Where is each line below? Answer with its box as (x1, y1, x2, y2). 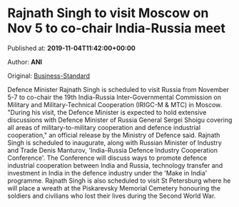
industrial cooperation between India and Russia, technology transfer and (7, 161, 223, 169)
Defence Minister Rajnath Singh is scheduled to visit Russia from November (7, 85, 230, 94)
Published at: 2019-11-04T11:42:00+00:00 (7, 44, 136, 52)
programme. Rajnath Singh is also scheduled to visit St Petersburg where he (7, 176, 231, 185)
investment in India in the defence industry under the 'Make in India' (7, 168, 208, 177)
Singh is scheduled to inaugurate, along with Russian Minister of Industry (7, 138, 223, 147)
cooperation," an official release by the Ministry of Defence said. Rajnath (7, 131, 220, 139)
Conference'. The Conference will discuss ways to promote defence (7, 153, 208, 162)
